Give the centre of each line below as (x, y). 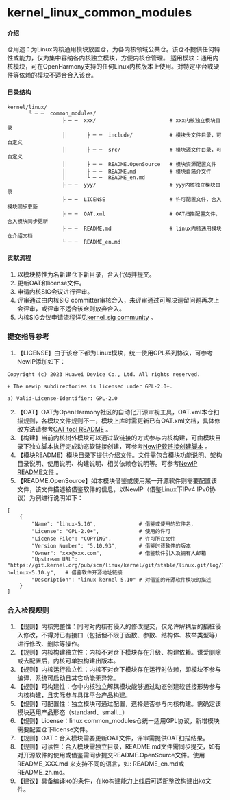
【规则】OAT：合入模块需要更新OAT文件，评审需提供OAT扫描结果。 (113, 738)
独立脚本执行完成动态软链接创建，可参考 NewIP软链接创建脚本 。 (120, 447)
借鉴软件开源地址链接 (97, 573)
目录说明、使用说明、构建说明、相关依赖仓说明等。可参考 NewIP (107, 464)
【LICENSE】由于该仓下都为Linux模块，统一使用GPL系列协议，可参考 (115, 353)
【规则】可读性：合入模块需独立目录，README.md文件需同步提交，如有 (119, 746)
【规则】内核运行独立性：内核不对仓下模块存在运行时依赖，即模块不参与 (119, 670)
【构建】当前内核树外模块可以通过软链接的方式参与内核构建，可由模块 (116, 438)
